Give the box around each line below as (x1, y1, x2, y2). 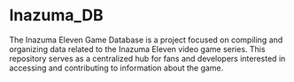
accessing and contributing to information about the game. (9, 63, 224, 73)
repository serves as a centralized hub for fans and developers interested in (9, 53, 286, 63)
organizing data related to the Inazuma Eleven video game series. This (9, 43, 266, 54)
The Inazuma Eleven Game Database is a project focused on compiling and (9, 34, 283, 45)
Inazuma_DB (9, 5, 104, 26)
